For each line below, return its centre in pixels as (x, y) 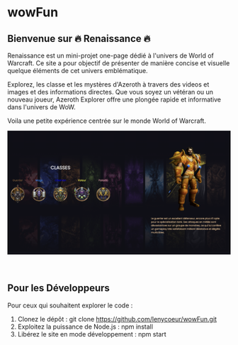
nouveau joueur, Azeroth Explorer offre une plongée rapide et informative (114, 99)
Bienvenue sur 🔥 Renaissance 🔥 (79, 39)
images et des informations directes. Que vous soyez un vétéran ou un (110, 92)
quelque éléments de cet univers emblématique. (78, 71)
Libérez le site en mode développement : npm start (92, 334)
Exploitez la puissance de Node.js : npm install (85, 327)
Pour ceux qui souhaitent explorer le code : (70, 305)
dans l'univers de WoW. (41, 107)
